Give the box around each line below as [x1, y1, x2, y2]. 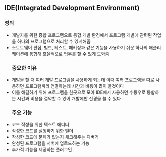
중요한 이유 [11, 64, 37, 71]
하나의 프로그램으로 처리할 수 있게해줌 [17, 38, 91, 44]
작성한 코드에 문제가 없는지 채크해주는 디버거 [11, 134, 99, 140]
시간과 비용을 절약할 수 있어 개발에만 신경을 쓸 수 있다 [17, 95, 121, 101]
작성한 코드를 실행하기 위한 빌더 [11, 128, 73, 134]
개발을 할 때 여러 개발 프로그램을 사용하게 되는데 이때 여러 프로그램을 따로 [11, 77, 155, 83]
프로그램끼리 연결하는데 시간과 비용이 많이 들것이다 [25, 83, 124, 89]
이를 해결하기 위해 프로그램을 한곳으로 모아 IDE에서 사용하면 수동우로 [11, 89, 146, 95]
